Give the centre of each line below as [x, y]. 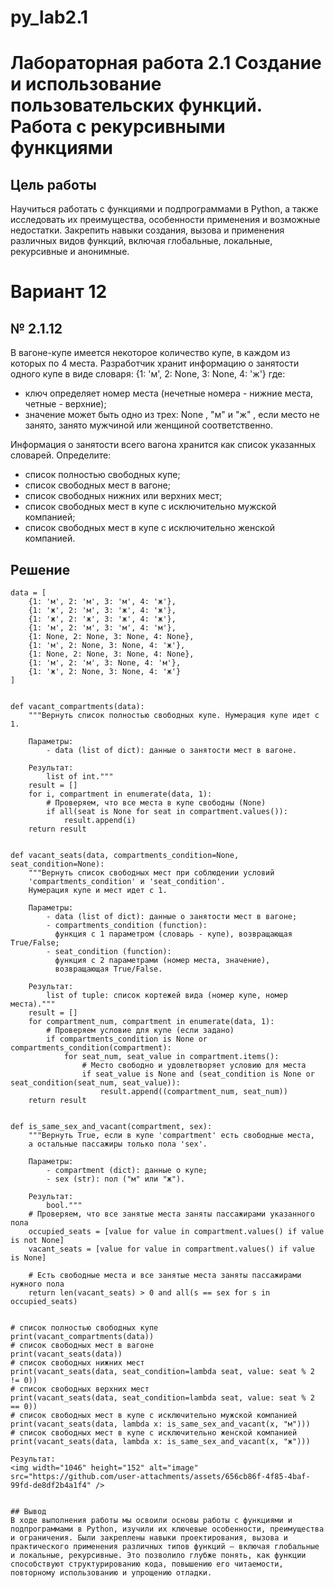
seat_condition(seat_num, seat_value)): [96, 1083]
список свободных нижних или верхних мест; [123, 496]
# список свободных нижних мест [77, 1363]
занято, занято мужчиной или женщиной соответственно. [149, 425]
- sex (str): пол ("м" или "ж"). [116, 1179]
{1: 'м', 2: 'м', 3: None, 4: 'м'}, [105, 663]
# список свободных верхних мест [80, 1389]
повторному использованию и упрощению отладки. [111, 1573]
